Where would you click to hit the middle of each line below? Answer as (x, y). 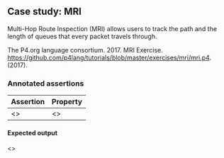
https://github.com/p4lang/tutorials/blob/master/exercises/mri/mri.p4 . (109, 57)
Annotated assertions (46, 83)
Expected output (33, 132)
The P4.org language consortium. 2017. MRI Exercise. (85, 50)
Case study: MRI (44, 12)
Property (67, 102)
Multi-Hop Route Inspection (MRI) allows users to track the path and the (112, 28)
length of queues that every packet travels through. (82, 36)
